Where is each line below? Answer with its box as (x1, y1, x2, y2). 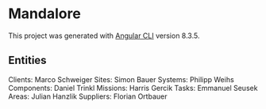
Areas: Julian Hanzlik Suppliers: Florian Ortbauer (8, 92, 168, 101)
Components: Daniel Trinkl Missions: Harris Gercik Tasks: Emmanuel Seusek (8, 83, 258, 92)
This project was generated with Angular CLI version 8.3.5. (8, 31, 200, 40)
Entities (8, 54, 47, 67)
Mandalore (8, 5, 81, 23)
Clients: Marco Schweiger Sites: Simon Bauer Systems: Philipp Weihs (8, 74, 234, 84)
